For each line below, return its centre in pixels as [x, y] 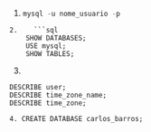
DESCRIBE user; [38, 87]
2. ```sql [34, 30]
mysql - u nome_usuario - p [71, 14]
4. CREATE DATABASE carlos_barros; [76, 118]
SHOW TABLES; [50, 53]
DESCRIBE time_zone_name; [58, 95]
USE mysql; [46, 46]
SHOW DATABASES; [57, 38]
